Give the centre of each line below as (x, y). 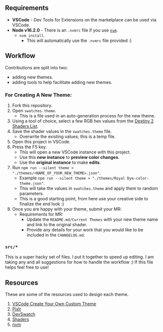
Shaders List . (25, 126)
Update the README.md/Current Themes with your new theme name (92, 219)
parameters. (32, 193)
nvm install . (32, 35)
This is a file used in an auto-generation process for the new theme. (87, 116)
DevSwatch (24, 314)
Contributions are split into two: (36, 67)
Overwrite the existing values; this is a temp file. (67, 137)
